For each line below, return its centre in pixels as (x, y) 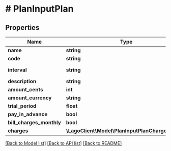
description (22, 81)
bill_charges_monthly (34, 122)
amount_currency (30, 98)
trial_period (22, 106)
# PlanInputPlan (39, 9)
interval (17, 70)
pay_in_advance (28, 114)
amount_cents (25, 89)
